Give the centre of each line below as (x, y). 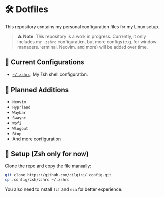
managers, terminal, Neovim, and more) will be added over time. (82, 47)
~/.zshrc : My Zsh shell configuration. (50, 74)
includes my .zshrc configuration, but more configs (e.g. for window (87, 41)
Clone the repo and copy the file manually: (48, 166)
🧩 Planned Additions (37, 90)
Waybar (19, 113)
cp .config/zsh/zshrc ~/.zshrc (37, 180)
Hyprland (21, 107)
